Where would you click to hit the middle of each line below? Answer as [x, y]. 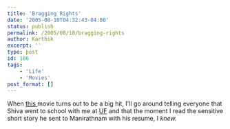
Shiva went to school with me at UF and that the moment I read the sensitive [115, 111]
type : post [23, 52]
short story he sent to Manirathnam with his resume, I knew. [92, 119]
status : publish [30, 26]
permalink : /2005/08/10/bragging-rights [66, 33]
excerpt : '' [24, 46]
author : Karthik [30, 39]
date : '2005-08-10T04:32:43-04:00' [58, 20]
